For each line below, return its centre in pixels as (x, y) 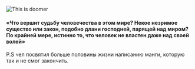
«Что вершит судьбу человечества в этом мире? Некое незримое (92, 22)
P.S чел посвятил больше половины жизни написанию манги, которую (95, 55)
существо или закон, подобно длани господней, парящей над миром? (97, 29)
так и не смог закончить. (37, 61)
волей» (16, 41)
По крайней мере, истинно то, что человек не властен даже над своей (98, 35)
